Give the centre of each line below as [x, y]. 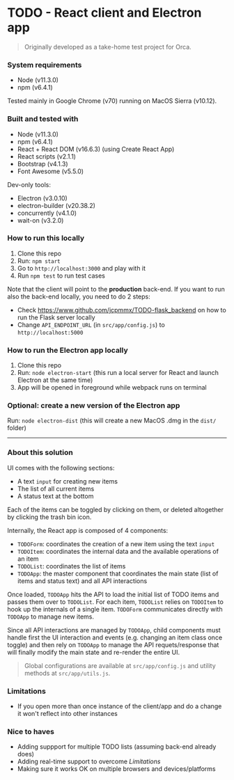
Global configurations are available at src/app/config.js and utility [120, 665]
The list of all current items [56, 488]
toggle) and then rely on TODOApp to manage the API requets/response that [113, 644]
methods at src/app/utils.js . [67, 673]
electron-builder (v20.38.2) [56, 205]
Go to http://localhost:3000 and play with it [81, 268]
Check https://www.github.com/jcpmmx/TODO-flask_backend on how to [122, 310]
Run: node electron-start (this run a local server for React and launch [118, 373]
